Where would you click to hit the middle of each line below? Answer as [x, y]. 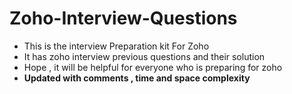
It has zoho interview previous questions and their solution [144, 56]
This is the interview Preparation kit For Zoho [116, 46]
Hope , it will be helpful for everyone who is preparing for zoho [153, 67]
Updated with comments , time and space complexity [137, 78]
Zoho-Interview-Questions [123, 18]
